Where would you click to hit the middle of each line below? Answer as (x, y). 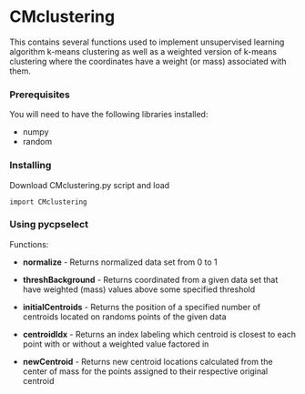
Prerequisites (40, 95)
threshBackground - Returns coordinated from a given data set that (150, 279)
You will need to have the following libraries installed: (109, 115)
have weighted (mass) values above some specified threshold (139, 289)
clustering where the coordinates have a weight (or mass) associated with (148, 61)
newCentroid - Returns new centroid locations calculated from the (147, 361)
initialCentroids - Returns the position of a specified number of (142, 307)
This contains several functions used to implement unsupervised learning (147, 42)
